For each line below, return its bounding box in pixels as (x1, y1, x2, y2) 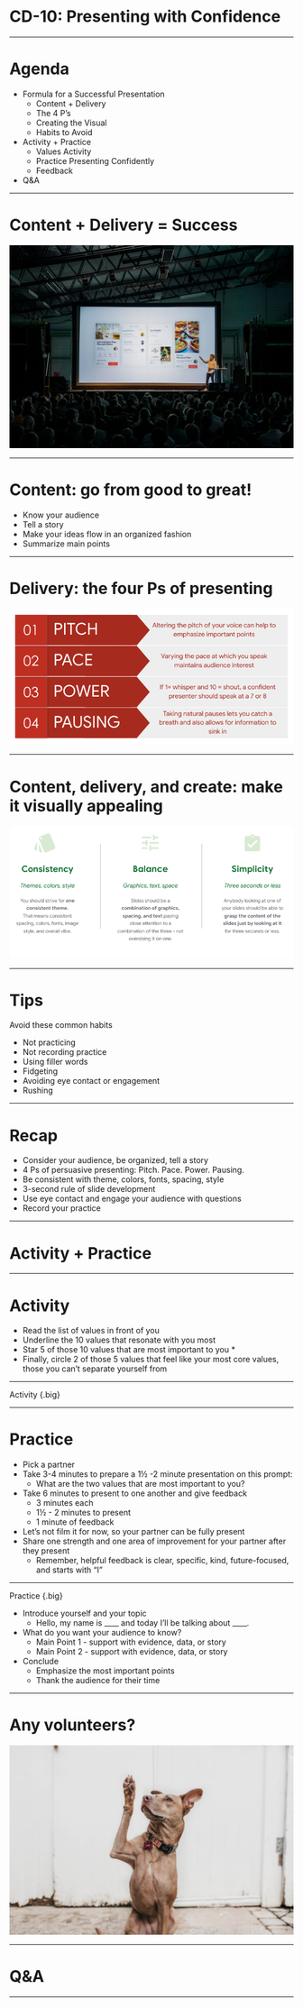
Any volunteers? (9, 1715, 136, 1736)
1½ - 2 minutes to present (35, 1508, 132, 1518)
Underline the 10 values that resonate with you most (22, 1334, 216, 1345)
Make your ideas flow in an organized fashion (22, 528, 192, 539)
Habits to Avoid (35, 126, 93, 137)
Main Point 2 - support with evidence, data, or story (35, 1646, 228, 1657)
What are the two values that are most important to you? (35, 1479, 245, 1489)
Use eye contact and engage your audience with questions (22, 1193, 242, 1205)
